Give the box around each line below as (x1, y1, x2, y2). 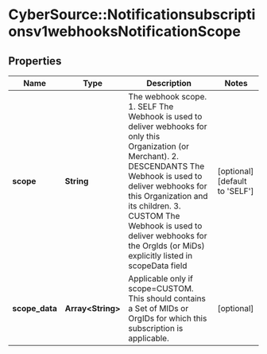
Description (146, 78, 192, 88)
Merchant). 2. (128, 151, 179, 161)
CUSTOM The (128, 211, 180, 221)
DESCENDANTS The (128, 161, 205, 172)
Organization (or (128, 141, 189, 152)
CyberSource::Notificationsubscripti (8, 6, 256, 24)
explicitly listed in (128, 251, 193, 261)
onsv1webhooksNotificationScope (8, 22, 241, 41)
